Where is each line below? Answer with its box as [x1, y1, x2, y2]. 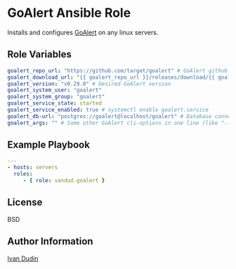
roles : [13, 171, 33, 178]
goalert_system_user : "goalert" [7, 86, 102, 94]
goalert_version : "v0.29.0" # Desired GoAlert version [7, 80, 171, 87]
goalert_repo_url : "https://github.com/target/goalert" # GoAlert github [7, 67, 228, 74]
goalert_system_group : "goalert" [7, 93, 105, 100]
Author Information [7, 235, 93, 247]
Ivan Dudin [7, 254, 39, 263]
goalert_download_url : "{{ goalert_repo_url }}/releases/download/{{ [7, 74, 216, 81]
